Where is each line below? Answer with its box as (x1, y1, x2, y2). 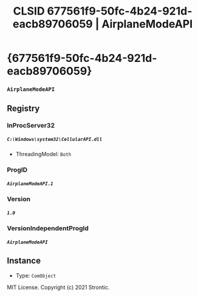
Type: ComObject (15, 271, 56, 279)
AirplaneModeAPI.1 (7, 180, 53, 186)
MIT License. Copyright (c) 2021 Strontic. (7, 284, 110, 291)
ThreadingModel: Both (15, 151, 72, 158)
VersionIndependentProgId (7, 224, 89, 233)
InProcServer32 (7, 121, 55, 130)
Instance (7, 256, 41, 266)
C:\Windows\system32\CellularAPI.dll (7, 137, 103, 143)
